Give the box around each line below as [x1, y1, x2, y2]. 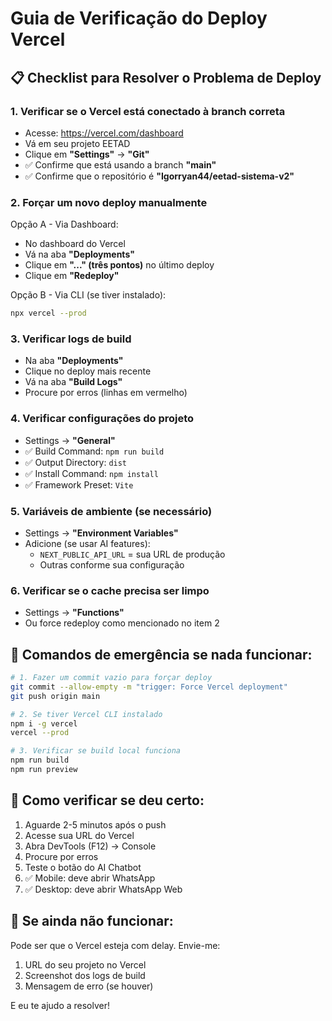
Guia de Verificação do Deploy [10, 7, 268, 30]
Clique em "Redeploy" [24, 270, 120, 282]
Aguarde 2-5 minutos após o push [24, 818, 167, 831]
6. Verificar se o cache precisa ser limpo [10, 583, 210, 597]
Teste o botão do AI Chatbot [24, 861, 142, 873]
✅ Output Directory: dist [24, 456, 128, 468]
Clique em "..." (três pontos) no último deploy [24, 259, 215, 271]
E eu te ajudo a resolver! [10, 999, 111, 1011]
